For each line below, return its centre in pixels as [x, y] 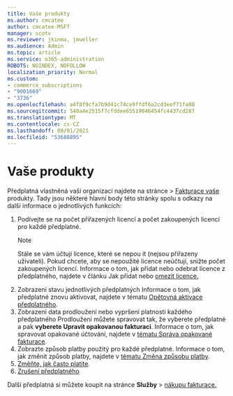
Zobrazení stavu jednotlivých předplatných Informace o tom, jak [109, 290]
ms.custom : [23, 79]
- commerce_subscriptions [45, 85]
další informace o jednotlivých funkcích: [65, 206]
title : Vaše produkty [39, 14]
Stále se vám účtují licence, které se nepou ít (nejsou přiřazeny [107, 254]
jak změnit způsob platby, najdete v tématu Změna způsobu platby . [114, 356]
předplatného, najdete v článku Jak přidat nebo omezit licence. [108, 276]
